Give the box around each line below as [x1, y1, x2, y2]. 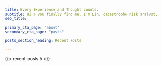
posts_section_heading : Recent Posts [5, 38, 82, 43]
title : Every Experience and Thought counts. [5, 7, 99, 12]
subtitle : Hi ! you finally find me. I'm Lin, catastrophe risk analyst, [5, 12, 158, 16]
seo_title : [5, 16, 27, 21]
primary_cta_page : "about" [5, 25, 60, 30]
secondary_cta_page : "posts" [5, 30, 64, 34]
